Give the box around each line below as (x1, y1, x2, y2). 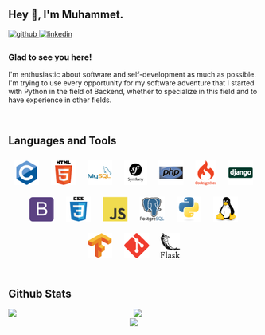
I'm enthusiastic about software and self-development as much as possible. (8, 69, 257, 80)
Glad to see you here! (8, 51, 92, 62)
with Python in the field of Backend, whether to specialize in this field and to (8, 87, 258, 97)
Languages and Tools (8, 133, 117, 148)
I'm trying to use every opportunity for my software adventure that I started (8, 78, 255, 88)
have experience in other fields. (8, 95, 112, 104)
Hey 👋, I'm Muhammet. (8, 8, 124, 22)
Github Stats (8, 287, 72, 301)
